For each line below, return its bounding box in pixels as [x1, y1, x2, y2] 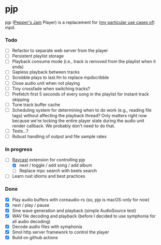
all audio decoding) [12, 219, 51, 225]
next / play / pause [12, 202, 50, 208]
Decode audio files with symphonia [12, 224, 82, 230]
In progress [5, 146, 32, 153]
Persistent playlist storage [12, 53, 64, 59]
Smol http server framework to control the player [12, 229, 110, 235]
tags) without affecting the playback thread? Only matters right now [12, 112, 147, 118]
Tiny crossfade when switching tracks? [12, 86, 90, 92]
